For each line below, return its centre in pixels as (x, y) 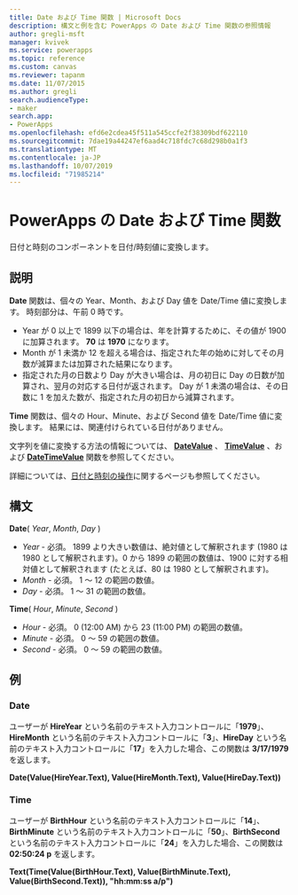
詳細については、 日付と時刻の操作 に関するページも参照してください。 (137, 476)
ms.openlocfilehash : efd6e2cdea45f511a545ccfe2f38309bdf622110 (129, 133)
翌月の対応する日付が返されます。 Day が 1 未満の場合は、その (167, 386)
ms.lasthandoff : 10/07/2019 (61, 166)
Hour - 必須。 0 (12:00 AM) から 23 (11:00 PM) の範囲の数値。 (135, 627)
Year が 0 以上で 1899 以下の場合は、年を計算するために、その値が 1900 (154, 330)
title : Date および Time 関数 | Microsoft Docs (95, 17)
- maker (24, 108)
